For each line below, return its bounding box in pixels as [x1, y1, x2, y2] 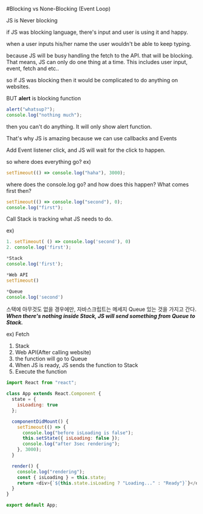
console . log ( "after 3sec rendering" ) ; [22, 441, 120, 447]
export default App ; [6, 502, 59, 509]
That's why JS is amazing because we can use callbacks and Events [6, 134, 177, 142]
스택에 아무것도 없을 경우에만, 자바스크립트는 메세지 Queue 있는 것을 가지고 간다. [6, 305, 197, 313]
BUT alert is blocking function [6, 95, 82, 102]
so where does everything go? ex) [6, 158, 92, 165]
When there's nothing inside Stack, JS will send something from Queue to [6, 313, 195, 320]
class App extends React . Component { [6, 391, 101, 397]
